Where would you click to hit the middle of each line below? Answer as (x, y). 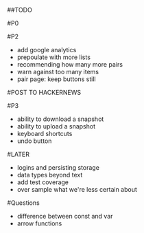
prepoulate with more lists (54, 57)
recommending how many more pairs (70, 64)
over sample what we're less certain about (77, 189)
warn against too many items (58, 72)
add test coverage (43, 182)
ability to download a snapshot (60, 119)
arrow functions (39, 223)
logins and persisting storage (58, 167)
